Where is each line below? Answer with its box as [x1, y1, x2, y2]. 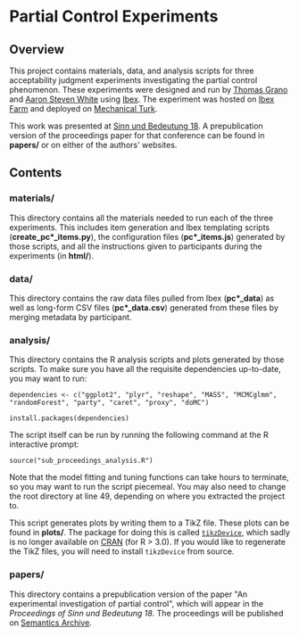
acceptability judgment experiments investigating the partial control [9, 75, 258, 86]
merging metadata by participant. [9, 311, 132, 322]
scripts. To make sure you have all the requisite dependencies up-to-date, [9, 364, 281, 375]
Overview [9, 42, 65, 57]
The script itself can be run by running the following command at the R [9, 430, 270, 441]
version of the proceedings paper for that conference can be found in [9, 130, 265, 140]
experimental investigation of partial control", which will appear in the [9, 598, 264, 608]
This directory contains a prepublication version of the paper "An [9, 589, 248, 599]
